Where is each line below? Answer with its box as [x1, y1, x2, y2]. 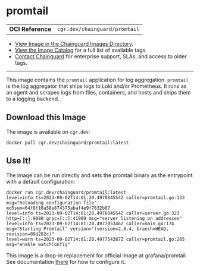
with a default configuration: [6, 178, 76, 185]
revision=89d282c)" [6, 231, 55, 237]
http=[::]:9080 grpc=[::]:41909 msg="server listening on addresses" [6, 215, 183, 221]
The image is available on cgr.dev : [6, 128, 90, 135]
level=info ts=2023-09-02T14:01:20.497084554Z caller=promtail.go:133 [6, 194, 185, 200]
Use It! [6, 156, 31, 166]
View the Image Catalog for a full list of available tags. [14, 46, 147, 53]
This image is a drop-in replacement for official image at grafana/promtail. [6, 251, 187, 259]
